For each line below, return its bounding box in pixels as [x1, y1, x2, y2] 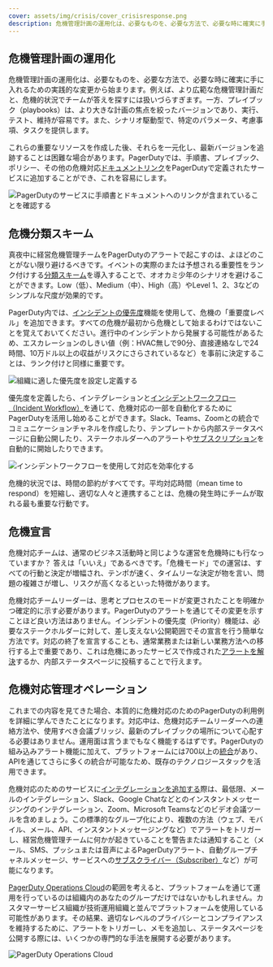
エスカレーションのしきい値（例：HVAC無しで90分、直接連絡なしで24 [22, 338, 259, 348]
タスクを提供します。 [22, 125, 93, 135]
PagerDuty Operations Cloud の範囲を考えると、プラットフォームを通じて [8, 882, 254, 892]
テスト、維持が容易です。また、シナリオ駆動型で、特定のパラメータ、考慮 [8, 115, 256, 125]
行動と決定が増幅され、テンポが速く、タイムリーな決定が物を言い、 [29, 568, 258, 578]
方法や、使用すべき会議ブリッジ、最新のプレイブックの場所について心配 [15, 726, 257, 735]
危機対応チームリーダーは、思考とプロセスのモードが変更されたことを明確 [8, 595, 258, 605]
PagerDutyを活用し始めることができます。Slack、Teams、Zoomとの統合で [8, 414, 260, 423]
